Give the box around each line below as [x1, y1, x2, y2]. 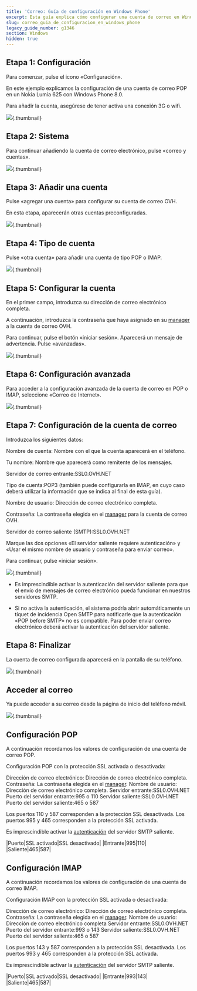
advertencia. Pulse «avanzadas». [6, 340, 86, 347]
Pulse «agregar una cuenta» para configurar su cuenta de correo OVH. [6, 198, 178, 205]
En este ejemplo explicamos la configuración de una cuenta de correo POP [6, 85, 188, 92]
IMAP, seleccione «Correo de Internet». [6, 391, 101, 398]
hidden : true [6, 36, 38, 42]
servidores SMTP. [14, 593, 58, 600]
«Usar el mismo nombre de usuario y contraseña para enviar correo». [6, 546, 175, 553]
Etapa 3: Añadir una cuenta [6, 183, 108, 193]
